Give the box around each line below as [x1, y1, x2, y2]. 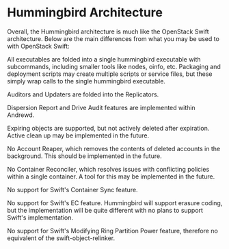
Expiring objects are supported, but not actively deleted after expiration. [7, 124, 210, 132]
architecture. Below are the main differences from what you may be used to [7, 34, 220, 42]
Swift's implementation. [7, 213, 74, 222]
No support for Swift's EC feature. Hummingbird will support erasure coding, [7, 198, 223, 207]
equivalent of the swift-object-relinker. [7, 234, 116, 242]
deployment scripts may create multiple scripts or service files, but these [7, 70, 213, 78]
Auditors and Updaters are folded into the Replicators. [7, 90, 159, 99]
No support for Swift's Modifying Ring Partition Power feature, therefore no [7, 226, 219, 235]
